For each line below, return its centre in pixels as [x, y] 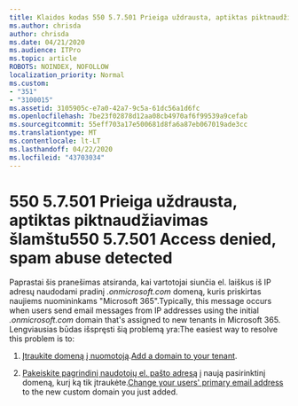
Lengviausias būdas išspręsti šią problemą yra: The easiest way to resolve [143, 330]
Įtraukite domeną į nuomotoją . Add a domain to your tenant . [129, 356]
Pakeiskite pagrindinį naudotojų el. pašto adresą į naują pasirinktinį [144, 373]
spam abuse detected [91, 258]
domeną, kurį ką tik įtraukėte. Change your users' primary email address [153, 383]
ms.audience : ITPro [45, 51]
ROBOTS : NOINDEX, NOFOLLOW [59, 67]
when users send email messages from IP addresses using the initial [134, 310]
